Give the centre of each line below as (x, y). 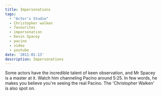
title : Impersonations (28, 9)
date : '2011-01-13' (25, 55)
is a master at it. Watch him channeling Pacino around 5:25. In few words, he (81, 78)
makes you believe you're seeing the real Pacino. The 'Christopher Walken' (80, 83)
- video (17, 46)
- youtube (19, 50)
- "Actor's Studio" (29, 18)
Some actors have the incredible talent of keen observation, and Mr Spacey (80, 73)
